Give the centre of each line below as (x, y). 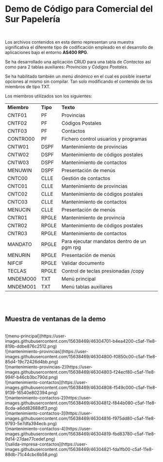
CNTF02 (17, 123)
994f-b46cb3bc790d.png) (32, 377)
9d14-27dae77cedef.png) (30, 439)
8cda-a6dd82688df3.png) (32, 408)
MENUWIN (20, 170)
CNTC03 (18, 202)
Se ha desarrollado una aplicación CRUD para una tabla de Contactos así (78, 62)
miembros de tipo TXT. (28, 86)
